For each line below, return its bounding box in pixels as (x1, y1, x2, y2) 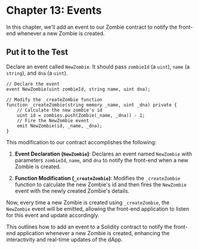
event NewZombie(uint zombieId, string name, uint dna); (6, 86, 151, 92)
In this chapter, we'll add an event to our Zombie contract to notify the (6, 23, 178, 31)
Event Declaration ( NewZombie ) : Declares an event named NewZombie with (14, 150, 192, 157)
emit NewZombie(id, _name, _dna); (17, 123, 102, 129)
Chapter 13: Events (6, 4, 102, 17)
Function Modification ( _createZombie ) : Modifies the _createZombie (14, 174, 181, 181)
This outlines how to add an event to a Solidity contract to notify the (6, 223, 173, 230)
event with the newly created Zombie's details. (14, 187, 130, 195)
